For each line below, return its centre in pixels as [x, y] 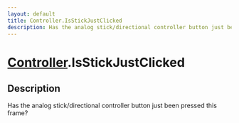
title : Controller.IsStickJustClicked [65, 21]
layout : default [31, 14]
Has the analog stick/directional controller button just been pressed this [112, 106]
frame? [18, 113]
